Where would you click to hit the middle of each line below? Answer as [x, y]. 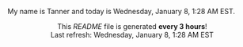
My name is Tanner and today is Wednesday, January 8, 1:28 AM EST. [121, 11]
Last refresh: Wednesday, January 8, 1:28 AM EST [132, 35]
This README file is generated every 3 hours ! [132, 26]
